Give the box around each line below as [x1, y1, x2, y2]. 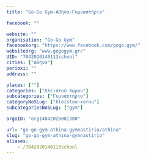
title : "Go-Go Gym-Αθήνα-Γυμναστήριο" [6, 9, 105, 15]
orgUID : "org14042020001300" [6, 116, 81, 122]
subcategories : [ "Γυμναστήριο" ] [6, 93, 89, 100]
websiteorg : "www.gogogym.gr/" [6, 48, 86, 54]
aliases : [6, 138, 29, 144]
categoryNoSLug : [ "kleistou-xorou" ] [6, 99, 100, 105]
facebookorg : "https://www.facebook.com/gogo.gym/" [6, 42, 141, 49]
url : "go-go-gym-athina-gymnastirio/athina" [6, 127, 122, 133]
